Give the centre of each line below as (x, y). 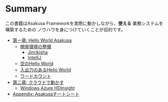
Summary (26, 9)
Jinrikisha (38, 52)
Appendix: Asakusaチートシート (46, 94)
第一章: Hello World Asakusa (42, 40)
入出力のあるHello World (46, 70)
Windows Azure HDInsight (47, 88)
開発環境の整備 (36, 46)
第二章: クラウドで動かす (38, 82)
